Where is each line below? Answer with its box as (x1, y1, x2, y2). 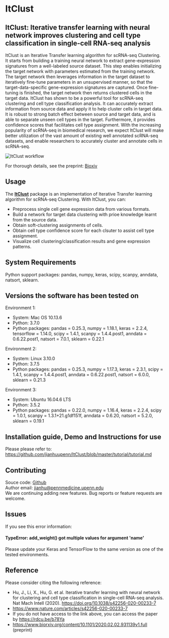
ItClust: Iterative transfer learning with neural (5, 23, 150, 32)
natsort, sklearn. (5, 277, 39, 283)
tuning (5, 90, 19, 96)
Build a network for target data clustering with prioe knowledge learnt (12, 211, 157, 217)
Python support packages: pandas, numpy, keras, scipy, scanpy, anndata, (5, 271, 158, 277)
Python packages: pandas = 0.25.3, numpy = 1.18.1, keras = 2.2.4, (12, 325, 148, 331)
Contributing (5, 466, 46, 475)
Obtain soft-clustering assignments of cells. (12, 222, 103, 228)
